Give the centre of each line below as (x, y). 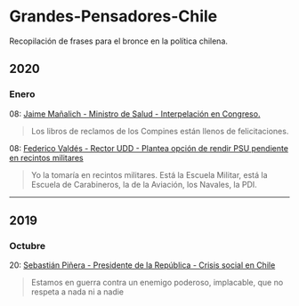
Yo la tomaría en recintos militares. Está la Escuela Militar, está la (149, 174)
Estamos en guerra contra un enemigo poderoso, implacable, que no (157, 283)
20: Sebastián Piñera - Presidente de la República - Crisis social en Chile (142, 265)
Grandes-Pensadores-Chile (113, 16)
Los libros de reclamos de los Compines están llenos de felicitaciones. (160, 131)
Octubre (28, 246)
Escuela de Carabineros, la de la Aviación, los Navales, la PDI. (144, 184)
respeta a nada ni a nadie (77, 292)
